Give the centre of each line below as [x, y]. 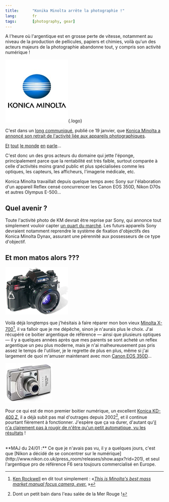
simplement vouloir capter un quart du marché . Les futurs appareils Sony [81, 226]
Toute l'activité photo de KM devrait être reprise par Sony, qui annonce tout [83, 220]
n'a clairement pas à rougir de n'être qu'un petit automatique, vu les [75, 428]
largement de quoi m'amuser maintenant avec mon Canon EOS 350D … [78, 356]
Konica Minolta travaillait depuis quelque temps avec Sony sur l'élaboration [83, 181]
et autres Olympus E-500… [33, 192]
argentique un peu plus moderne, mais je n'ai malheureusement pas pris [80, 345]
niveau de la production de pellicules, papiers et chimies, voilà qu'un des [80, 42]
